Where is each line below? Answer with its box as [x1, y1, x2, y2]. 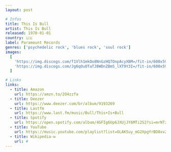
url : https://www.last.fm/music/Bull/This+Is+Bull [14, 110, 124, 116]
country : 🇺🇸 [5, 35, 33, 41]
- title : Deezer [10, 96, 44, 101]
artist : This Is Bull [5, 26, 51, 31]
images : [5, 49, 22, 55]
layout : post [5, 7, 33, 13]
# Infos [5, 16, 22, 22]
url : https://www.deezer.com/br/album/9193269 [14, 101, 115, 106]
